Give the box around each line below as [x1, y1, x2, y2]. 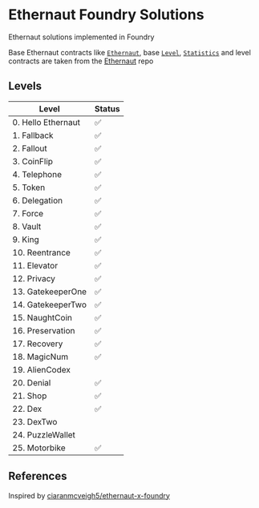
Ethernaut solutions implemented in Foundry [8, 32, 155, 42]
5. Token [12, 182, 46, 193]
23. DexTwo [12, 416, 58, 427]
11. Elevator [12, 260, 59, 271]
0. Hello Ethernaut [12, 116, 80, 127]
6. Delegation [12, 195, 63, 206]
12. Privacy [12, 272, 56, 284]
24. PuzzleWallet [12, 429, 76, 440]
